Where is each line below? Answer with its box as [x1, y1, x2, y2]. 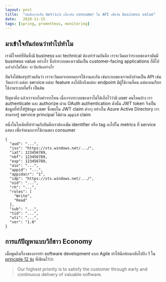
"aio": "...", [9, 163, 39, 168]
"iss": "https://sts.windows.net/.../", [9, 146, 94, 151]
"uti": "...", [9, 215, 39, 220]
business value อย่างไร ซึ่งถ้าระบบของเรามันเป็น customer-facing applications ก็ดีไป [5, 58, 160, 65]
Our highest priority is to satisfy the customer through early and [17, 266, 148, 272]
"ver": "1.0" [9, 219, 37, 225]
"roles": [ [9, 189, 32, 194]
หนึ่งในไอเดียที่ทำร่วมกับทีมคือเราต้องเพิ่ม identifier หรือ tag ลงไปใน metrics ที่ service [5, 122, 156, 128]
